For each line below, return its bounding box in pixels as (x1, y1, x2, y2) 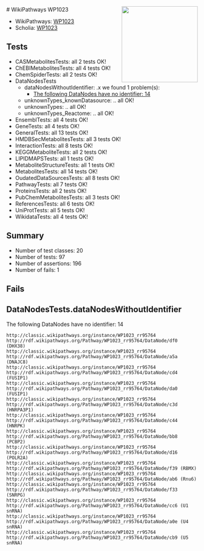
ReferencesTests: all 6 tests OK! (15, 200, 95, 207)
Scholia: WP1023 (15, 24, 58, 31)
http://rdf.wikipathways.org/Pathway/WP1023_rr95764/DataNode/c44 (6, 417, 178, 423)
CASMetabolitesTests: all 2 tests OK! (15, 58, 106, 65)
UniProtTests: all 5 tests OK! (15, 206, 85, 213)
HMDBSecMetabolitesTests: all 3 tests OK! (15, 135, 121, 142)
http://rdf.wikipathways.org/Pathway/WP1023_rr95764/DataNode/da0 (6, 386, 178, 392)
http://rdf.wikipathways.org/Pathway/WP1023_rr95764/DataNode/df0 (6, 338, 178, 344)
